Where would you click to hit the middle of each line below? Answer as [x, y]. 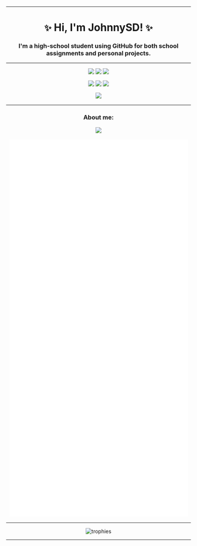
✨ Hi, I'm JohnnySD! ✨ [98, 28]
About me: [98, 117]
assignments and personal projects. [98, 54]
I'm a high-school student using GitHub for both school [98, 46]
